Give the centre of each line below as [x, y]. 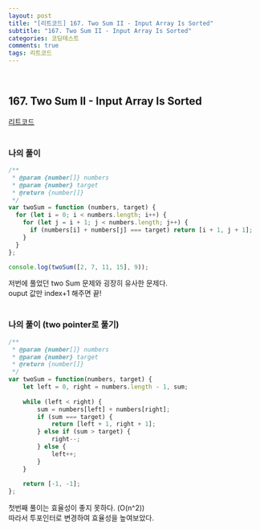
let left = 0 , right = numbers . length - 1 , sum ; [106, 387]
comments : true [34, 46]
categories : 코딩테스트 [44, 38]
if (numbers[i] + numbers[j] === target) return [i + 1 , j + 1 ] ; [141, 230]
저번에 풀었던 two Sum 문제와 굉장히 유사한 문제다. [88, 283]
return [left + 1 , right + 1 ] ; [104, 424]
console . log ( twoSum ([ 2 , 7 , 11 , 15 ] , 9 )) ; [79, 267]
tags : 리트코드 [30, 53]
